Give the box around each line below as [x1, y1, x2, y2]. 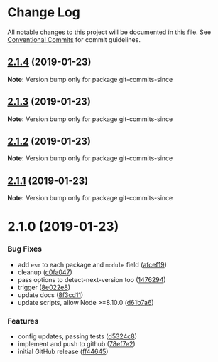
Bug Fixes [7, 244, 43, 254]
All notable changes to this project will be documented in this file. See [7, 28, 212, 36]
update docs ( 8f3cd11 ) [17, 290, 84, 299]
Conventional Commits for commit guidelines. [7, 35, 141, 43]
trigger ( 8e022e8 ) [17, 283, 71, 291]
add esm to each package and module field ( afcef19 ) [17, 260, 167, 269]
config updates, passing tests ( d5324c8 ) [17, 332, 137, 341]
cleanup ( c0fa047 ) [17, 268, 72, 276]
